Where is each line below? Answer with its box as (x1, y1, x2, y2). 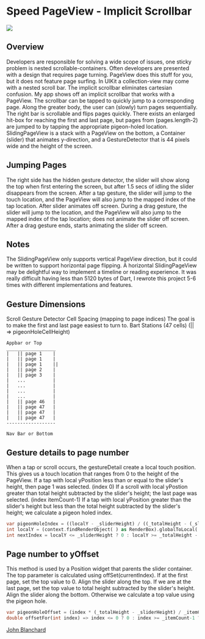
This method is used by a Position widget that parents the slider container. (6, 565, 193, 572)
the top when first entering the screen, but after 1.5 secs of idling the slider (6, 182, 194, 190)
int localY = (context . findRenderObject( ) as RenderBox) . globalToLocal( (6, 526, 198, 532)
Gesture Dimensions (6, 299, 86, 309)
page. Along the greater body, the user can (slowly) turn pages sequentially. (6, 103, 198, 110)
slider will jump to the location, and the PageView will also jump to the (6, 209, 181, 216)
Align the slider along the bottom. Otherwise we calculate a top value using (6, 591, 195, 599)
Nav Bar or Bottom (6, 431, 53, 437)
